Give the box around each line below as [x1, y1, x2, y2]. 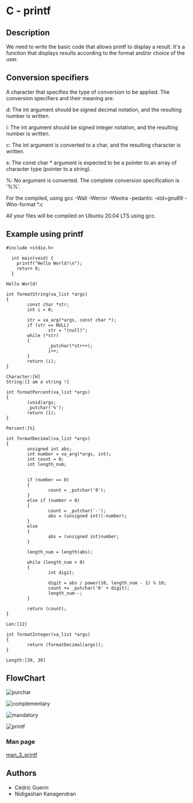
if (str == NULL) [27, 322, 69, 328]
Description [6, 28, 50, 38]
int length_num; [27, 461, 67, 467]
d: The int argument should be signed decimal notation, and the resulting [6, 106, 182, 113]
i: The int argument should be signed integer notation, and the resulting [6, 124, 178, 131]
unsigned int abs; [27, 446, 72, 452]
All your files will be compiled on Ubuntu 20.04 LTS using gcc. [6, 212, 157, 219]
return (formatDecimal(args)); [27, 642, 104, 647]
